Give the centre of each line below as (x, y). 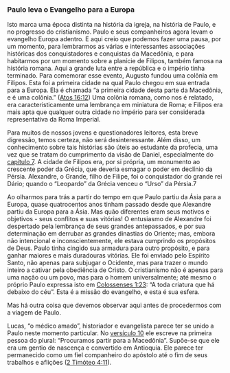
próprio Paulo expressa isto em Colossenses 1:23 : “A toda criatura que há (111, 285)
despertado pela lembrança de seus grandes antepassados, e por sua (106, 226)
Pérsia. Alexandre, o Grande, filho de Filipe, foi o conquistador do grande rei (115, 177)
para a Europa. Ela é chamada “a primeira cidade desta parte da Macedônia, (115, 90)
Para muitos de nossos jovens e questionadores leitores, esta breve (103, 133)
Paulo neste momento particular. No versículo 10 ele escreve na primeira (110, 333)
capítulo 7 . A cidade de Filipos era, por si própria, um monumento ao (104, 162)
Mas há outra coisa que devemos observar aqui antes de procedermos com (114, 305)
